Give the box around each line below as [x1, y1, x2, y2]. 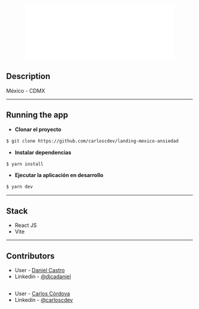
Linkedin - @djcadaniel [14, 273, 71, 280]
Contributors [6, 251, 55, 261]
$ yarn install [6, 161, 44, 167]
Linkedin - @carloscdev [14, 297, 73, 304]
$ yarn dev [6, 184, 33, 190]
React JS [14, 222, 37, 229]
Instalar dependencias [14, 149, 72, 156]
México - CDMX [6, 87, 46, 94]
